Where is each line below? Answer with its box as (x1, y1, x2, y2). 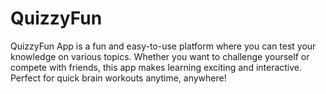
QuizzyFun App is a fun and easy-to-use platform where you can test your (10, 40, 317, 52)
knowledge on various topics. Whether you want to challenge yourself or (10, 50, 310, 62)
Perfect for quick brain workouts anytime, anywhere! (10, 72, 227, 84)
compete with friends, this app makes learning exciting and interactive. (10, 61, 303, 73)
